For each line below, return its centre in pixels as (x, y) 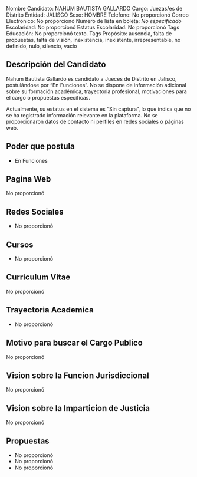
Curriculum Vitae (38, 277)
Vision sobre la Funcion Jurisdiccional (78, 375)
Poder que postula (40, 147)
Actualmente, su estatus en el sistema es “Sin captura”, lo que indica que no (98, 109)
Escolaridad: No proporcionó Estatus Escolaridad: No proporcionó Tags (93, 27)
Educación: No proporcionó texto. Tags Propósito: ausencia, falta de (89, 34)
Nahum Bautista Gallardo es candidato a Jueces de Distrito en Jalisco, (91, 78)
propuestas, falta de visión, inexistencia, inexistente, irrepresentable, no (93, 40)
